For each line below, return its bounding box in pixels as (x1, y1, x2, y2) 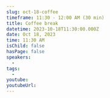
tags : (6, 65, 20, 72)
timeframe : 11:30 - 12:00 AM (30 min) (6, 15, 105, 21)
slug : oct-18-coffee (6, 9, 59, 15)
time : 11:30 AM (6, 37, 45, 43)
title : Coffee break (6, 20, 59, 26)
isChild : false (6, 43, 45, 49)
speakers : (6, 54, 32, 60)
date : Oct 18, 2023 (6, 32, 56, 38)
